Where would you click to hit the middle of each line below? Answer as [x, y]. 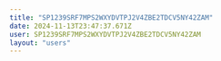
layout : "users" [40, 43]
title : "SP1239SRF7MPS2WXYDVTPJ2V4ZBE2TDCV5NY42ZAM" [111, 17]
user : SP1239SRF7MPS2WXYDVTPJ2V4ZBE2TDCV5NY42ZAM [105, 34]
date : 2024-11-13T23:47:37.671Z [70, 26]
